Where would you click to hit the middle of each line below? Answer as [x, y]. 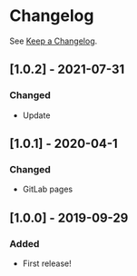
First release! [47, 263]
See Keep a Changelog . [54, 41]
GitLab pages [48, 189]
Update [36, 115]
